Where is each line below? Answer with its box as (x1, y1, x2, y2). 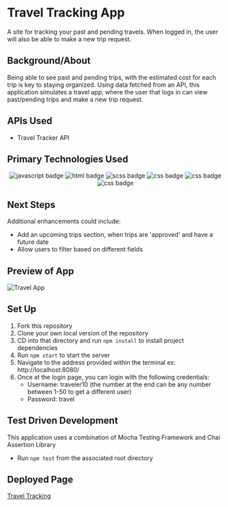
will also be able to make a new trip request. (7, 34, 132, 43)
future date (16, 238, 49, 246)
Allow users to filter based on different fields (16, 245, 143, 253)
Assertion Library (7, 440, 56, 448)
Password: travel (27, 395, 76, 403)
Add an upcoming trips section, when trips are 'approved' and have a (16, 231, 214, 239)
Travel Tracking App (7, 5, 125, 21)
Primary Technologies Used (7, 153, 128, 165)
